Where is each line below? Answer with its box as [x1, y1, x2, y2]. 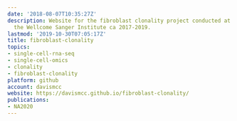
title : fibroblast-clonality [7, 37, 94, 44]
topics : [7, 43, 31, 51]
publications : [7, 97, 50, 104]
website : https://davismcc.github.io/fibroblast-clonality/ [7, 90, 190, 97]
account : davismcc [7, 83, 62, 90]
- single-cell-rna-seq [7, 51, 75, 58]
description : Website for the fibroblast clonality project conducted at [7, 17, 231, 24]
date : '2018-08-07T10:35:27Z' [7, 10, 98, 18]
